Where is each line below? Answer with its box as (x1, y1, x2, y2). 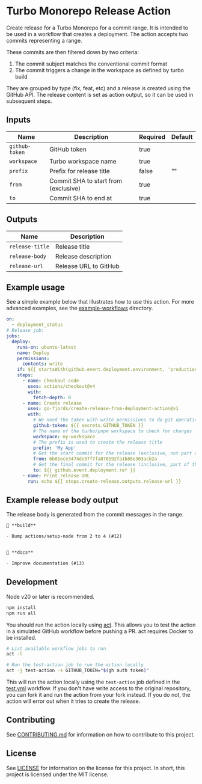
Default (171, 132, 193, 141)
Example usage (6, 282, 65, 292)
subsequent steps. (6, 97, 52, 105)
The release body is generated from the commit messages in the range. (6, 511, 184, 518)
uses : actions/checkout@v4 (28, 383, 96, 389)
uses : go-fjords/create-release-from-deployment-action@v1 (28, 406, 179, 412)
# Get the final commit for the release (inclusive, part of (32, 462, 189, 468)
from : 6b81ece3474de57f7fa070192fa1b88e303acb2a (32, 456, 158, 462)
